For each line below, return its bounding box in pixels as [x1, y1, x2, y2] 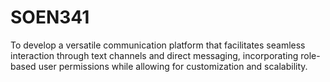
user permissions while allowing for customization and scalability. [38, 60, 308, 72]
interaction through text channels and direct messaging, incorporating [10, 49, 299, 61]
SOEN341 [10, 6, 90, 29]
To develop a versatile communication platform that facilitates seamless [10, 39, 306, 51]
